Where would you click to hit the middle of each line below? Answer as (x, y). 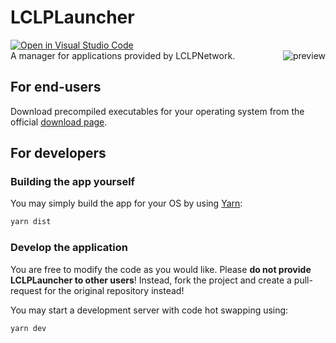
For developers (58, 153)
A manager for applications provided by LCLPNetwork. (123, 55)
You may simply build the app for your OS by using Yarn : (126, 203)
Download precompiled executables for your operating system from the (157, 111)
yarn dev (28, 328)
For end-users (56, 87)
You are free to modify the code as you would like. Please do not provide (161, 269)
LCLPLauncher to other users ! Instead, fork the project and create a (151, 280)
